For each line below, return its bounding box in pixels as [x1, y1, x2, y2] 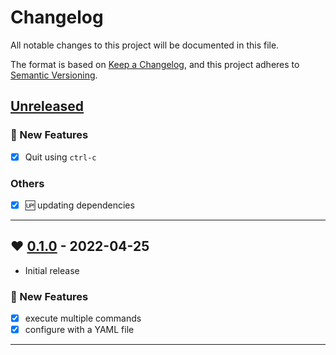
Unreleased [10, 98, 85, 115]
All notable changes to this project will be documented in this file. [10, 39, 280, 51]
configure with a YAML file [24, 324, 135, 336]
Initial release [24, 264, 80, 276]
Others [10, 176, 45, 190]
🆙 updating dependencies [24, 199, 135, 211]
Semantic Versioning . [10, 69, 98, 81]
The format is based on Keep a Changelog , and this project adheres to [10, 58, 300, 70]
